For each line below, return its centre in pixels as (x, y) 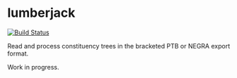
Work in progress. (33, 67)
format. (18, 53)
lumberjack (41, 13)
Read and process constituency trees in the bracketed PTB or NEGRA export (119, 46)
